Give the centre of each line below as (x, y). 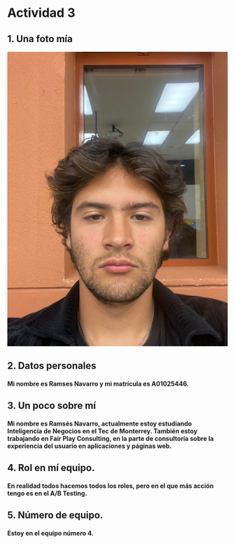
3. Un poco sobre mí (52, 406)
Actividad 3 (41, 13)
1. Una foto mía (40, 39)
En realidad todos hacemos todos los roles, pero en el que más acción (111, 486)
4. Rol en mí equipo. (51, 468)
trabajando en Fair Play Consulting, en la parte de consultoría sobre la (111, 438)
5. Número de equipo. (55, 516)
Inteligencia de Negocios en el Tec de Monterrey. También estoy (102, 431)
